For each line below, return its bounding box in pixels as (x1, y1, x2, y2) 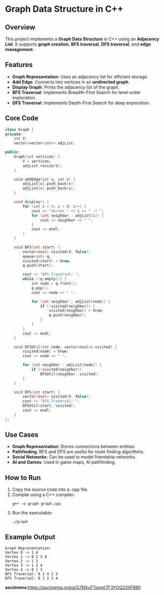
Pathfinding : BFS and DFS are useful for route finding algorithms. (12, 449, 144, 455)
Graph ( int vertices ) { (14, 154, 60, 159)
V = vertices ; (23, 159, 51, 164)
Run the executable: (12, 510, 53, 516)
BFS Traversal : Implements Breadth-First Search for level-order (12, 89, 141, 95)
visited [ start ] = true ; (23, 258, 71, 263)
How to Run (5, 473, 41, 482)
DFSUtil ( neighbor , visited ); (40, 371, 99, 376)
